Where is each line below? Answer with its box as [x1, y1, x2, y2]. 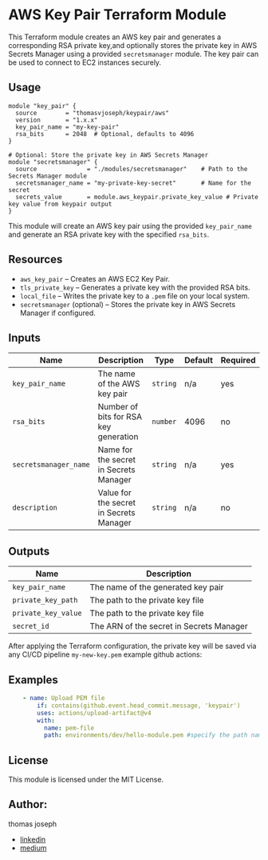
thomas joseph [8, 818, 57, 829]
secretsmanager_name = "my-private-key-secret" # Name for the [15, 178, 251, 187]
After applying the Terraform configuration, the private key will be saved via [8, 642, 257, 651]
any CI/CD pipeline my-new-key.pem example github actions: [8, 650, 203, 659]
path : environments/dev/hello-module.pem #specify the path [43, 731, 248, 739]
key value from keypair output [8, 200, 112, 208]
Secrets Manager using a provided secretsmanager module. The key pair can [8, 49, 259, 58]
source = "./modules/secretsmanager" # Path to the [15, 165, 248, 173]
